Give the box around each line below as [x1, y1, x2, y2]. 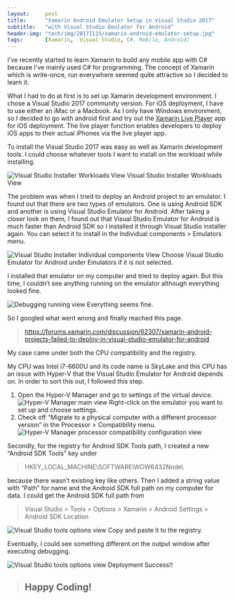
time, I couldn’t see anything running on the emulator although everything [7, 279, 220, 288]
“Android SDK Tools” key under [7, 449, 98, 457]
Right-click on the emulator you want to [108, 398, 223, 407]
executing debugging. [7, 547, 71, 556]
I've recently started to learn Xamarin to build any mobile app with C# [7, 56, 208, 64]
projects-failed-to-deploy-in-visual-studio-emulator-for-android [24, 335, 210, 344]
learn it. [7, 78, 29, 86]
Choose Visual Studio [161, 251, 224, 259]
